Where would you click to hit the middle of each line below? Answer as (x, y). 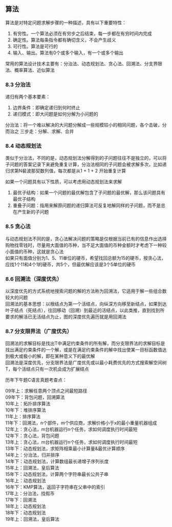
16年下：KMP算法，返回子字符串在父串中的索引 (55, 487)
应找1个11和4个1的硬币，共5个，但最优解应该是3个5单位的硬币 (71, 264)
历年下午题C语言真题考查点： (36, 380)
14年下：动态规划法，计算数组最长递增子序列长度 (57, 461)
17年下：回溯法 (21, 500)
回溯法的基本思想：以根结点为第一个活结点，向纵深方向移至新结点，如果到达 (86, 304)
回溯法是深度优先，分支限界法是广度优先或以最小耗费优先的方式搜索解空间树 (86, 363)
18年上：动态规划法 (26, 506)
